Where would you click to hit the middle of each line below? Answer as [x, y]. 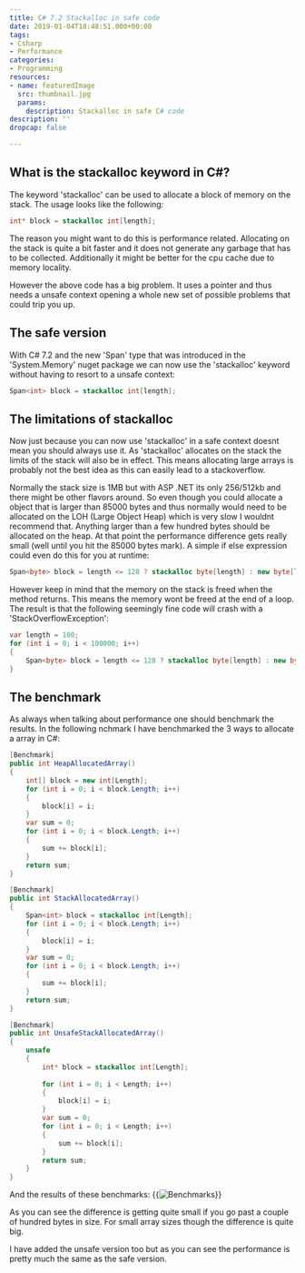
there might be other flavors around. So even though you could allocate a [146, 498]
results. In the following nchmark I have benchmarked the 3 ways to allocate [152, 729]
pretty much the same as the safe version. [89, 1259]
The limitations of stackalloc [92, 419]
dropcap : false [38, 128]
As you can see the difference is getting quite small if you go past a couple [149, 1212]
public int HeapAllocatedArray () [73, 764]
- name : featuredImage [52, 86]
